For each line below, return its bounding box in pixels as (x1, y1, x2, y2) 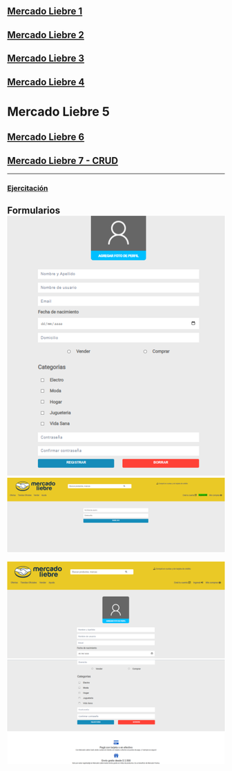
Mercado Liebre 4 (7, 76, 85, 88)
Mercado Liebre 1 (7, 6, 83, 17)
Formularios (7, 205, 61, 216)
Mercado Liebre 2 (7, 29, 85, 41)
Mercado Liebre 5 (7, 104, 110, 120)
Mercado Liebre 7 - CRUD (7, 155, 119, 167)
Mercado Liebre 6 (7, 131, 85, 143)
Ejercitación (7, 183, 48, 193)
